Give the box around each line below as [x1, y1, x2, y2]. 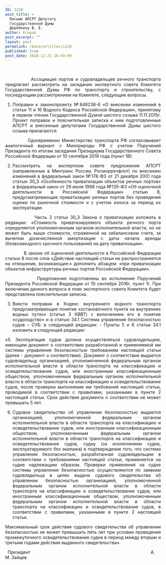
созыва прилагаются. [12, 128, 58, 134]
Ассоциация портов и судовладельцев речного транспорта [31, 76, 161, 82]
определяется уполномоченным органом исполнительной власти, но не [5, 225, 161, 231]
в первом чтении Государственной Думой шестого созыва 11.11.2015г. [12, 112, 161, 118]
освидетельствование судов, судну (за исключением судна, [12, 441, 161, 447]
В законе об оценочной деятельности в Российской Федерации [24, 250, 161, 256]
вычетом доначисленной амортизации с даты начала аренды [5, 235, 161, 241]
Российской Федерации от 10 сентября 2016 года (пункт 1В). [5, 153, 133, 159]
